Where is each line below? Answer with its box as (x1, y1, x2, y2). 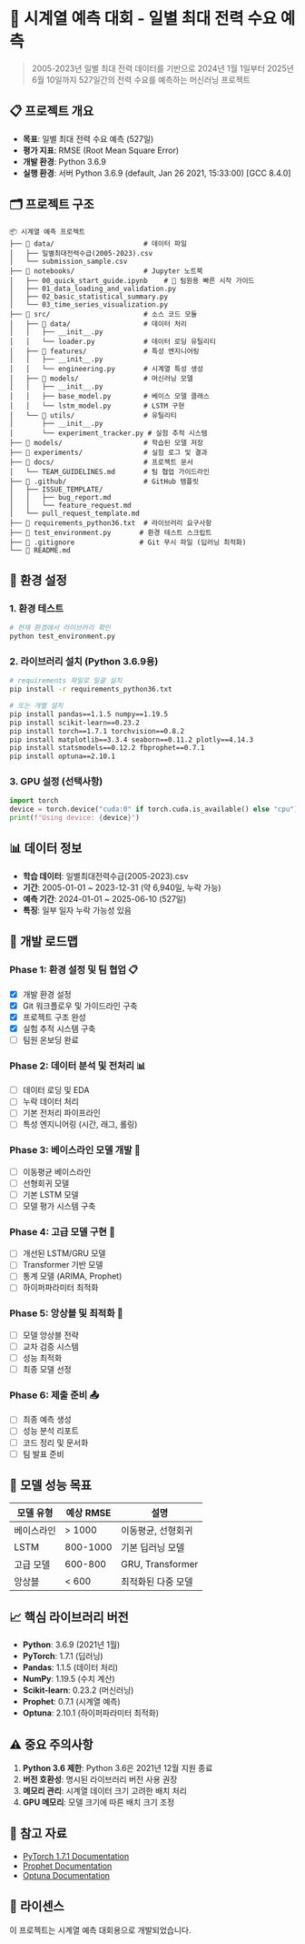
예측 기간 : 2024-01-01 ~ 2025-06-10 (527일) (22, 893, 187, 904)
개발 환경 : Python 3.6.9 (22, 156, 106, 167)
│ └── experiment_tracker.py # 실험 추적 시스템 (9, 429, 208, 438)
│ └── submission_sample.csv (9, 257, 128, 266)
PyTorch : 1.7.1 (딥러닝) (22, 1651, 103, 1662)
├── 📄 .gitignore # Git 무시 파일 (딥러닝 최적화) (9, 538, 247, 547)
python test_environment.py (9, 632, 116, 642)
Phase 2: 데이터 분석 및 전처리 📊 (9, 1059, 147, 1072)
